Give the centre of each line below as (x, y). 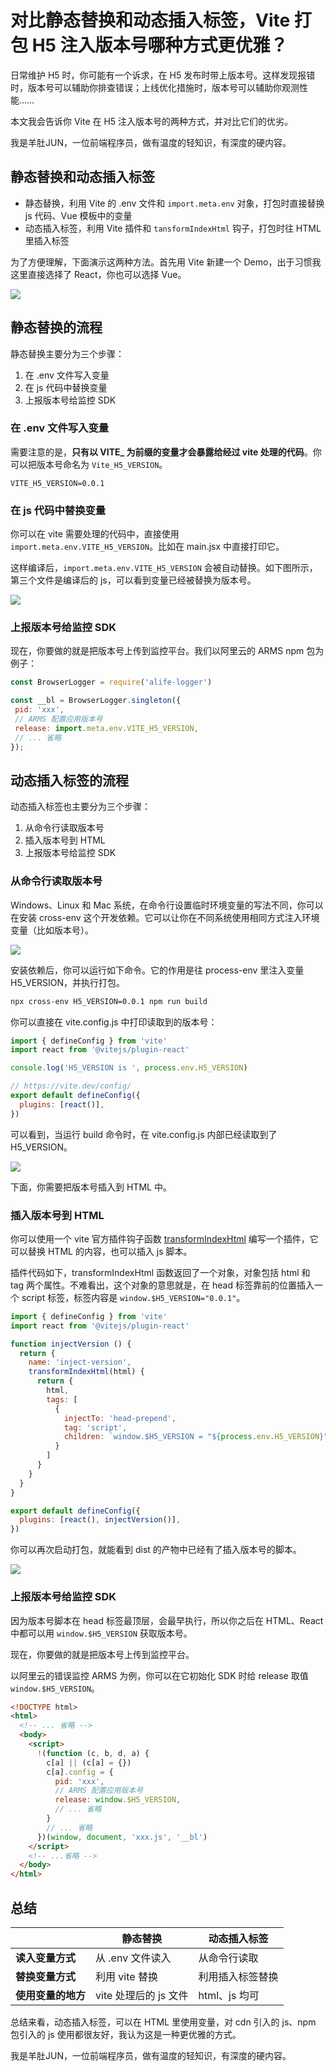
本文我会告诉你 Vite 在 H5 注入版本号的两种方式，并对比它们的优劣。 (152, 121)
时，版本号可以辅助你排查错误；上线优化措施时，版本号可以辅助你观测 (155, 87)
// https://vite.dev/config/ (71, 1086)
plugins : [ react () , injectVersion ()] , (100, 1520)
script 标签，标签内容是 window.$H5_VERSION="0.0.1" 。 (133, 1297)
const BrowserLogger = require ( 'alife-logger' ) (111, 682)
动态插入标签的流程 (69, 780)
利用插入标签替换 (238, 1976)
